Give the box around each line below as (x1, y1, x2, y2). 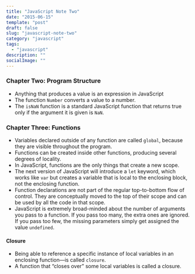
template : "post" (6, 19, 49, 25)
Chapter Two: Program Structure (6, 77, 101, 85)
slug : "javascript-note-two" (6, 30, 77, 36)
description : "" (6, 52, 46, 58)
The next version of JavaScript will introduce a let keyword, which (14, 168, 176, 175)
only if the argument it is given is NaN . (14, 109, 104, 116)
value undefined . (14, 224, 54, 231)
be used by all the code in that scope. (14, 199, 105, 206)
